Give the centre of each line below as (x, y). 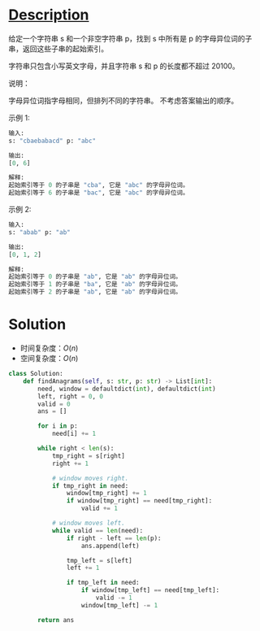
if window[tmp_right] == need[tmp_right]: (139, 501)
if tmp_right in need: (90, 485)
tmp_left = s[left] (99, 560)
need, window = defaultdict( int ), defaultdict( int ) (127, 389)
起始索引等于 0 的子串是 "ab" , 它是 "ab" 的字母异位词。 (95, 277)
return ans (56, 620)
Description (49, 15)
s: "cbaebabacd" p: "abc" (52, 141)
